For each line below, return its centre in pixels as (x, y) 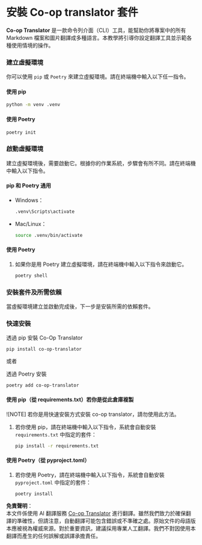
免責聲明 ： (20, 506)
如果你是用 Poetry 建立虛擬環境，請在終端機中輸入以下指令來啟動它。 (101, 264)
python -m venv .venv (33, 105)
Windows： (29, 200)
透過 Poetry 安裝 (26, 374)
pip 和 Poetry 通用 (29, 186)
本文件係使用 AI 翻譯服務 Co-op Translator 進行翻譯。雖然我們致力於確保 (96, 514)
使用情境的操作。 (32, 45)
